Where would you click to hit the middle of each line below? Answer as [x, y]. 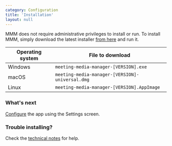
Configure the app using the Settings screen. [53, 114]
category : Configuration [32, 10]
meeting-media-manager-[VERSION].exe [101, 67]
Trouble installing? [29, 127]
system [29, 58]
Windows [19, 67]
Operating [29, 52]
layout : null [19, 19]
